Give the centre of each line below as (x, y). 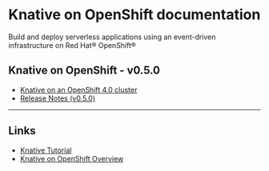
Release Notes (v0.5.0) (58, 98)
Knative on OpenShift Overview (72, 158)
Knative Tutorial (46, 150)
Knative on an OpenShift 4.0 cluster (78, 89)
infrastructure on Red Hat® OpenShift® (72, 45)
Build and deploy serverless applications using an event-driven (112, 37)
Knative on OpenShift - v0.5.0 (84, 71)
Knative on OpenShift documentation (134, 15)
